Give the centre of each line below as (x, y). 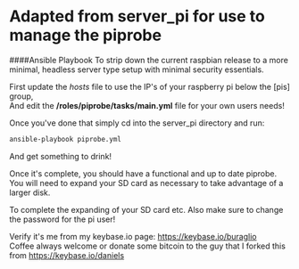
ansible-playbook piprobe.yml (66, 139)
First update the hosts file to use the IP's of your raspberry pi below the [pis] (149, 86)
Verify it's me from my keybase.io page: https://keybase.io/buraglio (133, 236)
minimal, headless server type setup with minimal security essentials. (137, 69)
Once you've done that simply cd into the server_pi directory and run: (137, 123)
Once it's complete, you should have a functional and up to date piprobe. (143, 173)
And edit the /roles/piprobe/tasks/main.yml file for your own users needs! (147, 105)
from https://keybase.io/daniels (67, 255)
